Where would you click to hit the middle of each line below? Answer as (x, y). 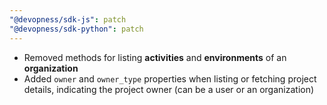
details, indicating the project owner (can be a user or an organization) (169, 89)
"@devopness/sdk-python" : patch (76, 29)
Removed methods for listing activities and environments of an (155, 57)
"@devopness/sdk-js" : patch (68, 19)
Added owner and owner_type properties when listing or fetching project (170, 78)
